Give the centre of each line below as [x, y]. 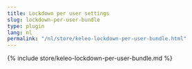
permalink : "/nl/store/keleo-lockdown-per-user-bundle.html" [97, 39]
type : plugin [26, 26]
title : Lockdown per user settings [58, 13]
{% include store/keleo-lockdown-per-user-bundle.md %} [90, 58]
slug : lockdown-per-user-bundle [54, 20]
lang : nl [20, 32]
